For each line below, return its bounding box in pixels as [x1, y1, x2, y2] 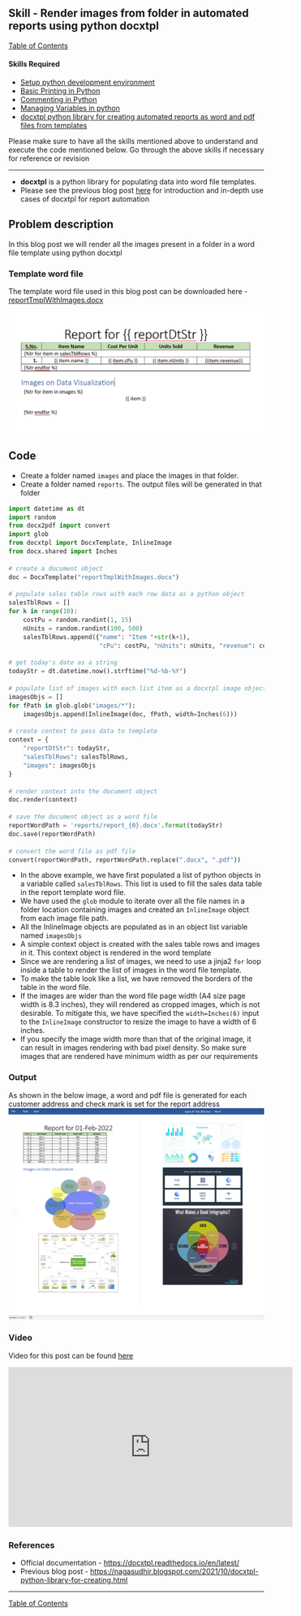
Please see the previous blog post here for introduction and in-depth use [19, 186, 264, 196]
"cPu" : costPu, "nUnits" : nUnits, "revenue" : [98, 642, 256, 650]
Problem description [8, 218, 114, 231]
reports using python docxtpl [8, 19, 160, 33]
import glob [8, 530, 49, 538]
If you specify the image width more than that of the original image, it [19, 1035, 252, 1044]
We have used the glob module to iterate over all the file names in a [19, 897, 245, 906]
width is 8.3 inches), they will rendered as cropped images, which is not [19, 1000, 260, 1009]
